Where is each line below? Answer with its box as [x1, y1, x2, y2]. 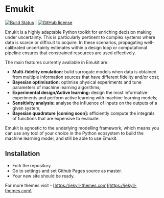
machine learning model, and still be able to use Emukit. [5, 135, 117, 141]
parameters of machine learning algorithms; [12, 84, 101, 90]
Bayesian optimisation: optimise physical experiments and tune [12, 79, 142, 85]
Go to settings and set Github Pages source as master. [12, 168, 122, 174]
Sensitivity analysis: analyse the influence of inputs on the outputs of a [12, 100, 158, 106]
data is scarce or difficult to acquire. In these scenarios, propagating [5, 39, 143, 45]
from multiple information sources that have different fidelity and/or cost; [12, 74, 160, 80]
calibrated [5, 44, 25, 50]
